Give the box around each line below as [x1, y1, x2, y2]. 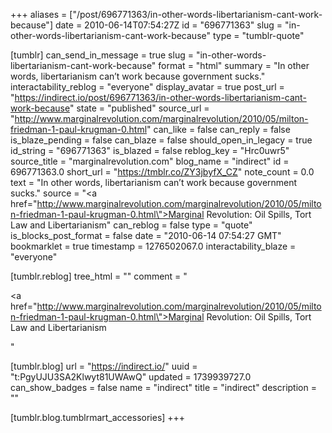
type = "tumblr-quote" [212, 30, 305, 41]
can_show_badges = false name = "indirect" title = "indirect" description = [10, 382, 317, 393]
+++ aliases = [10, 9, 68, 20]
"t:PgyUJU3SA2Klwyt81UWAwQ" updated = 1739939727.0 [10, 371, 252, 383]
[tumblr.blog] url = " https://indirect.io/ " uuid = [10, 360, 198, 372]
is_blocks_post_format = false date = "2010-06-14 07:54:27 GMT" [10, 230, 282, 241]
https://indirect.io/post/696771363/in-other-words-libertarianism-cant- [14, 92, 307, 103]
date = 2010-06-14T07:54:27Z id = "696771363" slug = [54, 19, 283, 31]
